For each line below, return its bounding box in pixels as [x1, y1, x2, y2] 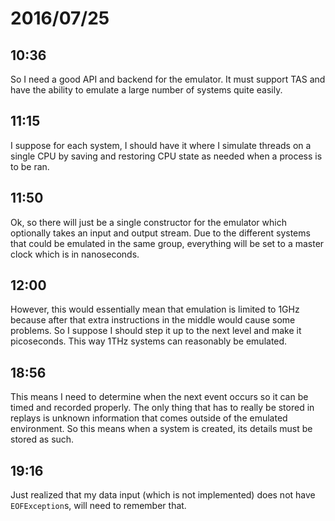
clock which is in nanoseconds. [10, 248, 140, 260]
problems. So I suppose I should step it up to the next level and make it [10, 325, 302, 337]
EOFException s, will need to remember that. [10, 500, 187, 512]
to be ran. [10, 160, 50, 172]
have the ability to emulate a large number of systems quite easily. [10, 84, 283, 96]
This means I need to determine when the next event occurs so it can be [10, 391, 309, 403]
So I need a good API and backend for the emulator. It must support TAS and [10, 73, 326, 85]
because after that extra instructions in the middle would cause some [10, 314, 296, 326]
